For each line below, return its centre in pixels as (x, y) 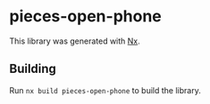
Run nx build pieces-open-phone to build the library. (105, 90)
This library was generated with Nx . (75, 41)
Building (33, 69)
